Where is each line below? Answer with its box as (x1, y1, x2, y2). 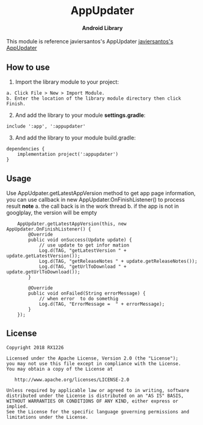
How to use (6, 62, 50, 72)
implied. (6, 403, 29, 410)
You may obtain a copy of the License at (6, 366, 113, 372)
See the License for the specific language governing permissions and (6, 408, 190, 415)
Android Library (82, 24, 123, 31)
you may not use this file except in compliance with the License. (6, 360, 182, 367)
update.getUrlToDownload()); (6, 269, 80, 275)
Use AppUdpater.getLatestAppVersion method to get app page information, (6, 190, 196, 197)
